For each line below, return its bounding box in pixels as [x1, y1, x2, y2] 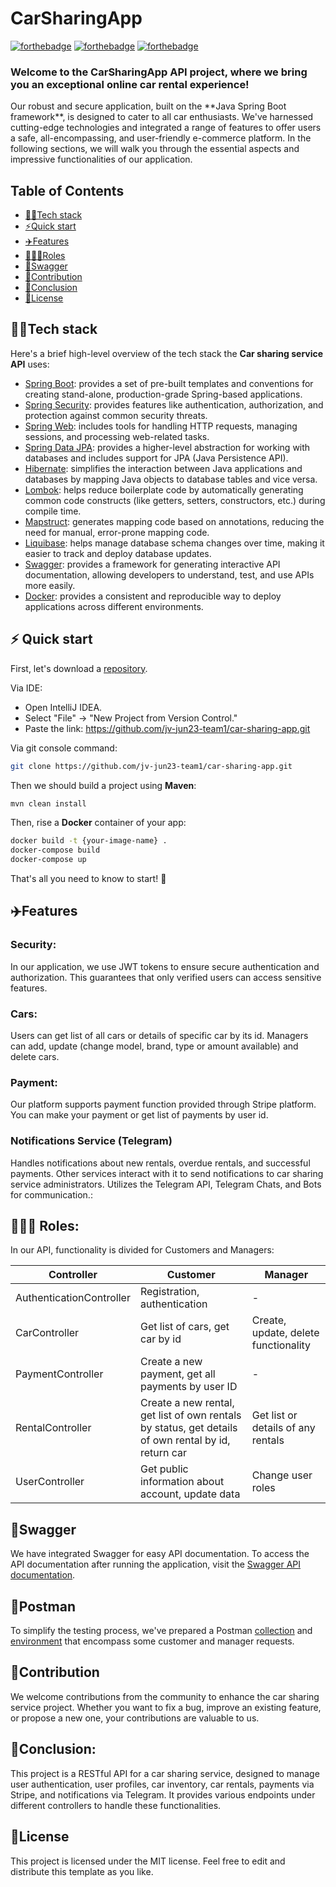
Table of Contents [10, 182, 125, 199]
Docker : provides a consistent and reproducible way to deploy [24, 590, 282, 602]
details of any [251, 1421, 316, 1435]
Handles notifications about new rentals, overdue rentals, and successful [10, 1157, 311, 1169]
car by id [139, 1332, 182, 1346]
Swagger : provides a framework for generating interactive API [24, 558, 281, 570]
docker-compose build [10, 845, 101, 856]
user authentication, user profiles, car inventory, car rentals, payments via [10, 1778, 315, 1790]
